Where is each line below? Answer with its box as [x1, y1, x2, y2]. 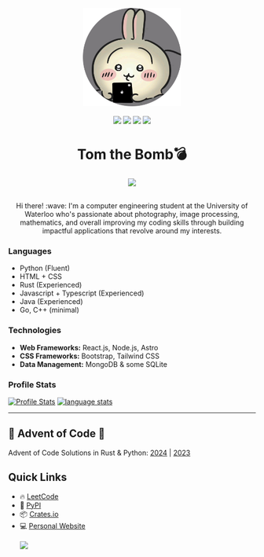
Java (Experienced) [19, 297, 84, 306]
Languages [8, 246, 53, 257]
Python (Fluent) [19, 263, 71, 273]
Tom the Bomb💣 [77, 145, 187, 163]
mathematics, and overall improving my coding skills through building [20, 218, 244, 227]
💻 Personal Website [19, 521, 86, 530]
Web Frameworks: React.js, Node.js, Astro [19, 343, 159, 352]
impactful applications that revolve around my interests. [42, 226, 222, 236]
